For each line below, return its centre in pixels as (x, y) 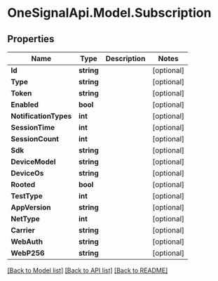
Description (125, 59)
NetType (25, 219)
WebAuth (27, 242)
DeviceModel (33, 162)
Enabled (25, 105)
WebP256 (28, 253)
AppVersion (31, 207)
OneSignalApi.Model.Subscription (109, 13)
